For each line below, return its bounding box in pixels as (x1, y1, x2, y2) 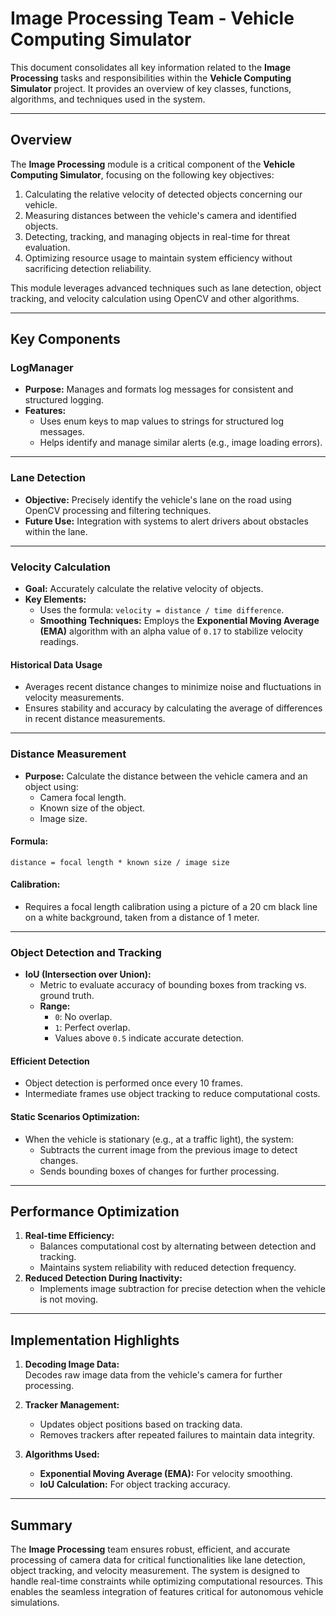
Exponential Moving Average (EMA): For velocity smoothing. (39, 1468, 293, 1480)
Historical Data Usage (10, 658, 103, 671)
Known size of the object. (39, 802, 146, 814)
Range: (39, 1000, 71, 1012)
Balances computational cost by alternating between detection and (39, 1240, 317, 1252)
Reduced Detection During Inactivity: (24, 1272, 183, 1284)
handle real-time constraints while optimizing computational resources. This (10, 1575, 323, 1587)
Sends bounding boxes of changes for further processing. (39, 1165, 280, 1177)
